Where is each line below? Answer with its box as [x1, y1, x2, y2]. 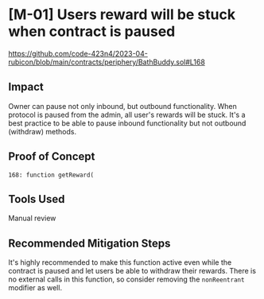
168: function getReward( [8, 171, 94, 179]
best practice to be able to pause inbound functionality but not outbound [8, 118, 247, 128]
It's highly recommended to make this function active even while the [8, 258, 232, 267]
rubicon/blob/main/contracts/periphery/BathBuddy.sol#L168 [8, 57, 205, 67]
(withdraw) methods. [8, 126, 77, 136]
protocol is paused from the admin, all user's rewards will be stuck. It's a [8, 110, 246, 119]
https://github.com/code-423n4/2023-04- [8, 49, 149, 58]
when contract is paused [8, 22, 176, 41]
